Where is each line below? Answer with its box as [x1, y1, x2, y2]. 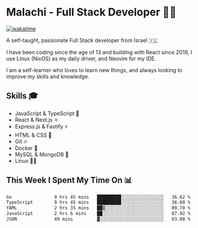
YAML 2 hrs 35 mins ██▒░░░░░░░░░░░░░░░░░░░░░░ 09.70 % [6, 205, 191, 211]
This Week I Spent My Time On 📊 [6, 175, 132, 186]
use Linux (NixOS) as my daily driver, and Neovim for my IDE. [6, 55, 156, 62]
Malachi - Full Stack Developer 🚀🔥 [6, 5, 177, 19]
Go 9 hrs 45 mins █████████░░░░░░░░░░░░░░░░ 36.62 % [6, 194, 191, 200]
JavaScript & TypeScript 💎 [14, 110, 79, 117]
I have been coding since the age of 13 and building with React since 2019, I [6, 48, 193, 56]
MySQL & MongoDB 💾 [14, 150, 69, 158]
